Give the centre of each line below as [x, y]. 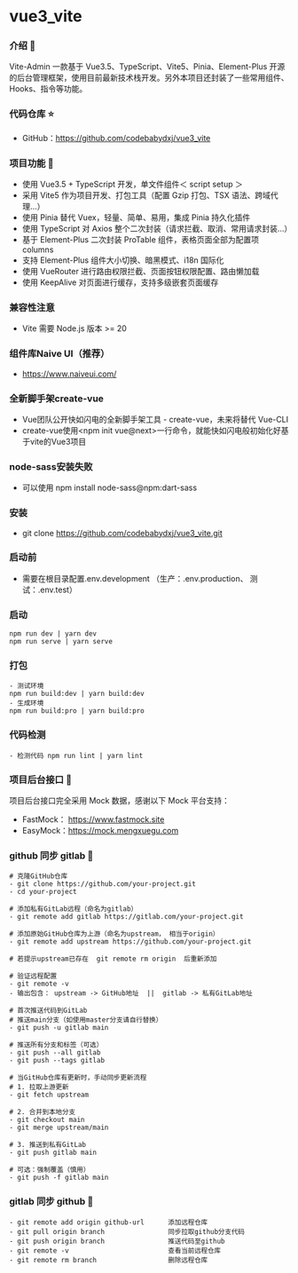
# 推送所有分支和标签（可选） [56, 1045]
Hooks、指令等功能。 [48, 89]
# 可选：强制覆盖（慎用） [50, 1170]
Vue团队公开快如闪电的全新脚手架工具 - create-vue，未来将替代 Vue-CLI [155, 419]
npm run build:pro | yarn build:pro [77, 711]
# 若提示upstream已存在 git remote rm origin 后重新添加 [113, 959]
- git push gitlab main [53, 1153]
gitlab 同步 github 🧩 [51, 1202]
